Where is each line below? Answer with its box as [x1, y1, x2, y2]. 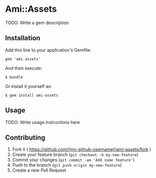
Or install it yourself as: [5, 83, 52, 89]
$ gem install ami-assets [5, 92, 58, 98]
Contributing [5, 133, 45, 142]
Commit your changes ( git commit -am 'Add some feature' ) [12, 157, 135, 163]
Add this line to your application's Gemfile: [5, 47, 91, 53]
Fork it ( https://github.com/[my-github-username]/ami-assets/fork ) [12, 147, 152, 152]
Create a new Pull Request [12, 167, 67, 173]
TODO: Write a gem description [5, 20, 69, 26]
